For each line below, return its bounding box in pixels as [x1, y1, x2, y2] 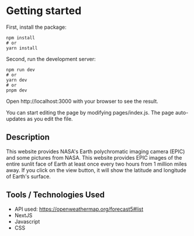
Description [6, 132, 50, 142]
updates [6, 115, 26, 122]
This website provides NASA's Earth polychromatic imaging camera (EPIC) [6, 148, 185, 155]
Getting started [6, 4, 82, 18]
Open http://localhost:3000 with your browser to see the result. [6, 97, 159, 104]
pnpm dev [6, 87, 27, 93]
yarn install [6, 45, 38, 51]
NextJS [14, 211, 33, 218]
